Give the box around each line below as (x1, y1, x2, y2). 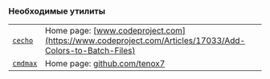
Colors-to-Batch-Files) (45, 45, 136, 57)
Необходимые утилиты (8, 6, 106, 17)
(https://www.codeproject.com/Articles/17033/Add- (45, 35, 246, 46)
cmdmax (12, 59, 38, 69)
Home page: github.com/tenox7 (45, 58, 166, 69)
